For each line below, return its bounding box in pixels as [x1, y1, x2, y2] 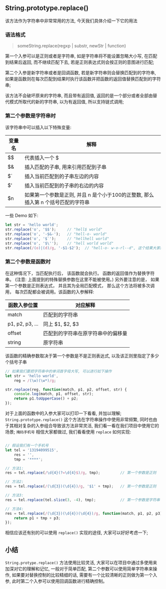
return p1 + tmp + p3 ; [14, 515, 61, 521]
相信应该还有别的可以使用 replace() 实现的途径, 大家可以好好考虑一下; [5, 530, 148, 536]
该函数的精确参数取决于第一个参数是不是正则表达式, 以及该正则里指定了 [5, 353, 151, 359]
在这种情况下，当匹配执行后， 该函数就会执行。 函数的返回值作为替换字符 [5, 270, 155, 276]
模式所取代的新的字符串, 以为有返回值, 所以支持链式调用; [9, 99, 124, 105]
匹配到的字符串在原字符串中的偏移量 [43, 330, 127, 337]
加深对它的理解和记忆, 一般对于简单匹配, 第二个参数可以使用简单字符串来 [5, 566, 153, 572]
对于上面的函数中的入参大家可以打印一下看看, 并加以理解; [5, 410, 122, 416]
